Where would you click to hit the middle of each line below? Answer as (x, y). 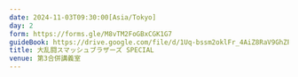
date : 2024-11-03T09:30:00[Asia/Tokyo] (83, 17)
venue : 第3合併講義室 (45, 58)
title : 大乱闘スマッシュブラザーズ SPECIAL (82, 50)
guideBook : (29, 42)
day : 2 (21, 26)
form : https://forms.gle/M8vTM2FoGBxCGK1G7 (91, 34)
